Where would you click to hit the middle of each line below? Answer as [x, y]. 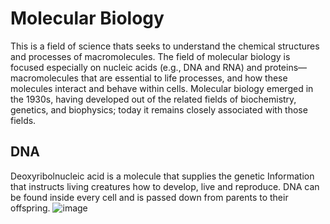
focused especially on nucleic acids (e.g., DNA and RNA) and [136, 67]
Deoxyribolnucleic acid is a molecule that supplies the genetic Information [162, 176]
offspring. [30, 208]
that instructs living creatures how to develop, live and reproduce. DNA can [165, 186]
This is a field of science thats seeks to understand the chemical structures [165, 46]
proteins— [286, 67]
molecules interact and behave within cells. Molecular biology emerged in [162, 88]
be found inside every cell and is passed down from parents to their [149, 197]
